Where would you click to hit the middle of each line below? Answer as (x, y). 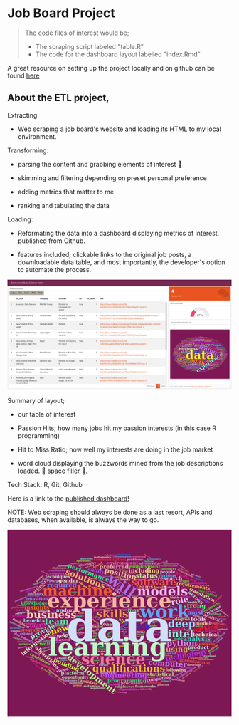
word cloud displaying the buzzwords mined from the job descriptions (120, 464)
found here (23, 75)
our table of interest (47, 414)
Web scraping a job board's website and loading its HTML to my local (119, 129)
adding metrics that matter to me (66, 192)
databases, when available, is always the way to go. (83, 520)
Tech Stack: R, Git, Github (45, 485)
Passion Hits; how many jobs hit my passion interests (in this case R (117, 428)
